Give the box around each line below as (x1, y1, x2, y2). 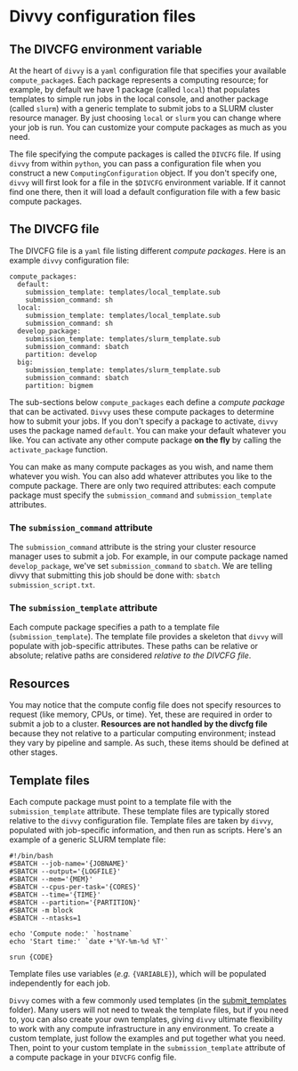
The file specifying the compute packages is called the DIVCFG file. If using (9, 149, 282, 159)
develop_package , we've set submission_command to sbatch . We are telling (9, 561, 273, 572)
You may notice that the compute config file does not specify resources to (9, 700, 282, 710)
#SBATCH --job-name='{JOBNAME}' (9, 859, 129, 869)
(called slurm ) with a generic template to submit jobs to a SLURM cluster (9, 103, 274, 113)
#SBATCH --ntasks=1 (9, 914, 82, 923)
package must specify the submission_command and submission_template (9, 490, 273, 500)
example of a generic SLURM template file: (9, 834, 166, 845)
